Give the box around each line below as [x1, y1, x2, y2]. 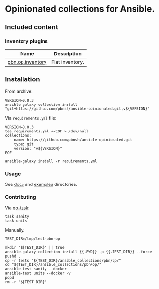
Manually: [5, 227, 25, 233]
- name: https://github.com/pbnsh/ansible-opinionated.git [9, 137, 133, 142]
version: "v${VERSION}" [14, 146, 63, 151]
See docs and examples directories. [5, 181, 77, 187]
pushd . [5, 254, 21, 259]
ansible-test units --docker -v [5, 271, 71, 276]
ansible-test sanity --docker [5, 266, 67, 272]
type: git [14, 141, 34, 147]
